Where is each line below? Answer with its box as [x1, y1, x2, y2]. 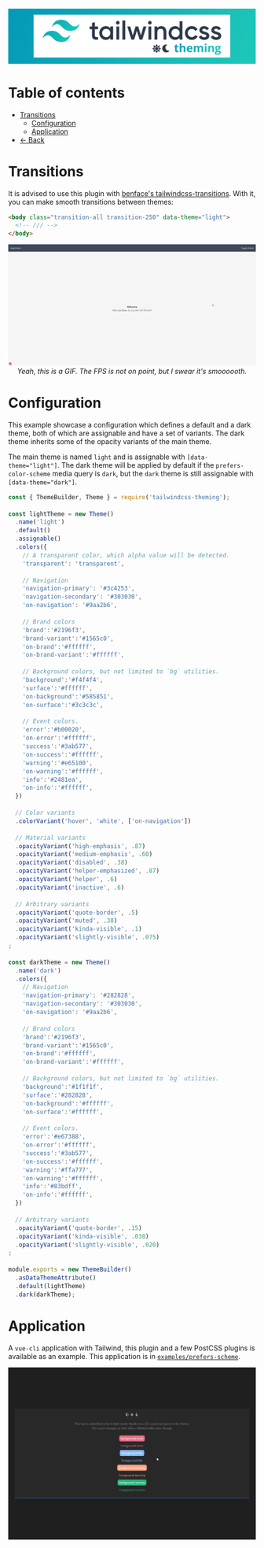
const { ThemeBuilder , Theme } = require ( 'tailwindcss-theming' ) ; [8, 493, 230, 501]
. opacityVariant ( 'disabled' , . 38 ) [15, 859, 128, 867]
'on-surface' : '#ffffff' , [22, 1108, 104, 1116]
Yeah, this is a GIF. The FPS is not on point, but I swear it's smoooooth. [16, 366, 247, 376]
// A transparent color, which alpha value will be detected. [22, 551, 230, 559]
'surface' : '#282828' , [22, 1091, 93, 1099]
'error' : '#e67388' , [22, 1133, 86, 1141]
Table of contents [8, 83, 126, 102]
